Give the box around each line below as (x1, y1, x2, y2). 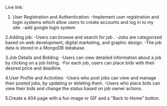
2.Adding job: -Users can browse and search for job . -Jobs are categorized (5, 34, 162, 40)
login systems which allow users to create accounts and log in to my (12, 19, 154, 25)
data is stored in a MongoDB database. (5, 45, 86, 50)
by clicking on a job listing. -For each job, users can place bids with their (5, 60, 155, 65)
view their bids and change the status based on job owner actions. (5, 85, 143, 91)
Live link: (5, 4, 24, 10)
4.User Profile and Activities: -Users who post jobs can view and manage (5, 75, 156, 80)
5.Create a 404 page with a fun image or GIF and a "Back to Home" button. (5, 95, 160, 101)
